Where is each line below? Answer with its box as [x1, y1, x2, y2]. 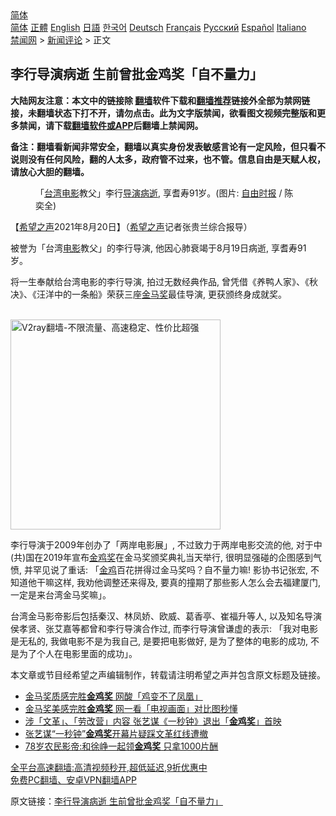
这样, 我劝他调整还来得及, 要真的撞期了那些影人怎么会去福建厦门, [53, 576, 321, 588]
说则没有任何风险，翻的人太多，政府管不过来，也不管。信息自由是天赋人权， [10, 153, 326, 165]
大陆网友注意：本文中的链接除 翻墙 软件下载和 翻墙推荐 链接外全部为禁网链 [10, 94, 311, 106]
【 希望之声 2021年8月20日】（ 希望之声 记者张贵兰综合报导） [10, 220, 253, 232]
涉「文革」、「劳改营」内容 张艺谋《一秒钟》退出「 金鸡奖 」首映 [24, 715, 282, 727]
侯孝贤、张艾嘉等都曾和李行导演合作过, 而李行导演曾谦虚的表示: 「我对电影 [10, 622, 318, 634]
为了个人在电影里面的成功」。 [18, 647, 138, 659]
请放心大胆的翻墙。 [10, 165, 90, 177]
